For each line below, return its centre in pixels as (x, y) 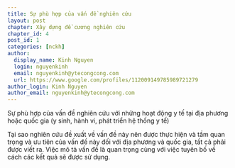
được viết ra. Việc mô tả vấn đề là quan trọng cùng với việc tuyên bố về (111, 150)
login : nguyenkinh (41, 67)
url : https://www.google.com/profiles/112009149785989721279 (106, 80)
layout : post (27, 21)
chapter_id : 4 (28, 34)
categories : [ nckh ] (36, 47)
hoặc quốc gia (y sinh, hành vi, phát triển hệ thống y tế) (88, 121)
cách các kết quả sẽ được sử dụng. (59, 157)
